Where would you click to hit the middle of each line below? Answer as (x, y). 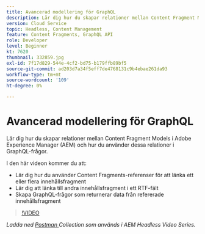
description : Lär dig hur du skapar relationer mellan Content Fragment (101, 18)
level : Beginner (27, 46)
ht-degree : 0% (24, 86)
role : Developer (27, 40)
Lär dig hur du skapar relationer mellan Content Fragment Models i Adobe (99, 138)
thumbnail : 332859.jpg (35, 57)
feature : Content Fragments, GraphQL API (60, 35)
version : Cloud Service (37, 23)
